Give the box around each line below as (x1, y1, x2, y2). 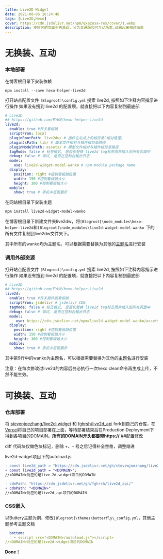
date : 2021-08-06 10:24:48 (5, 12, 60, 17)
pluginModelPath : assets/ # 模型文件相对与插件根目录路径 (9, 145, 119, 149)
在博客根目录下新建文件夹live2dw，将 (5, 219, 81, 224)
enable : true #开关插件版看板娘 (9, 296, 69, 301)
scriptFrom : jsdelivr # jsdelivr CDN (9, 300, 86, 305)
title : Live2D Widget (5, 7, 49, 12)
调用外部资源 (5, 254, 35, 261)
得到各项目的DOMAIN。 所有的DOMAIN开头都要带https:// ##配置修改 (5, 433, 144, 439)
